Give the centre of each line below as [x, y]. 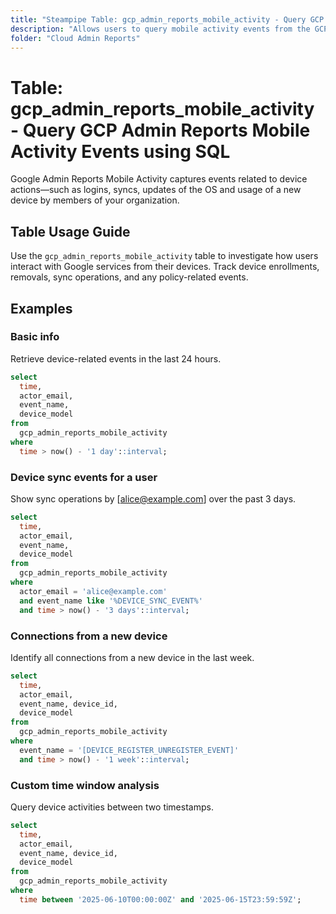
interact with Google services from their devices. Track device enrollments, [165, 267]
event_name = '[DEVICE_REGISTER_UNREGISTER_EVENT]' [129, 750]
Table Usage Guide [70, 231]
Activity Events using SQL [120, 151]
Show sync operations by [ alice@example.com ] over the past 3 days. [153, 498]
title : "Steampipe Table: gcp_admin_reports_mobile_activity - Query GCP [167, 19]
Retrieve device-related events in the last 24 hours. [116, 358]
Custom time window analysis [85, 785]
